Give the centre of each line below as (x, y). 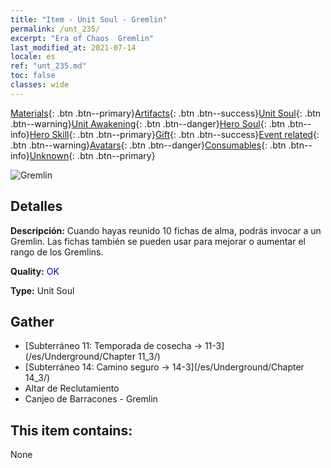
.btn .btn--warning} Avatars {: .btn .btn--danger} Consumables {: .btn (148, 145)
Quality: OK (35, 271)
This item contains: (71, 430)
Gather (32, 321)
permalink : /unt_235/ (55, 29)
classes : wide (40, 85)
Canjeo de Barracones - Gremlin (91, 399)
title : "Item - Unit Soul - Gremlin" (89, 19)
